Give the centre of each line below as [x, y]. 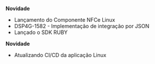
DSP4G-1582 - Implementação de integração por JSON [82, 26]
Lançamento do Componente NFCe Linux [64, 20]
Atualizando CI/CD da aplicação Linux [60, 55]
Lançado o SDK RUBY [41, 32]
